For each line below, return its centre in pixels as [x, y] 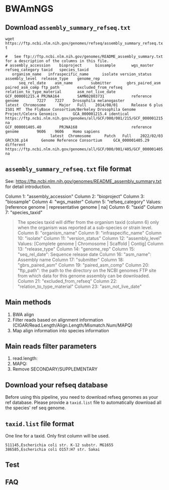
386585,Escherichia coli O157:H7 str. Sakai [53, 450]
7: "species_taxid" [24, 212]
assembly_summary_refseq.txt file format [68, 169]
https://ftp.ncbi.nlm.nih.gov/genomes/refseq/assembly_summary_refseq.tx [84, 43]
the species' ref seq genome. [36, 408]
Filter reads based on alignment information [58, 320]
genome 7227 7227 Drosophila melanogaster [65, 101]
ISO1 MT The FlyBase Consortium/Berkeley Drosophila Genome [71, 109]
